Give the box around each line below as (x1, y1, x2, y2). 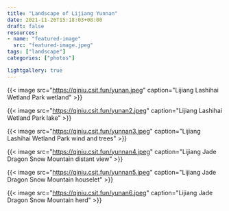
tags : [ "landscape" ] (7, 49, 67, 55)
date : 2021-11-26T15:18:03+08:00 (7, 16, 103, 23)
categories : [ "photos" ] (7, 55, 75, 62)
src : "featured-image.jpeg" (13, 42, 94, 49)
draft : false (7, 23, 45, 29)
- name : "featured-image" (7, 36, 81, 42)
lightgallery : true (7, 66, 63, 74)
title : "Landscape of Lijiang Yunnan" (7, 10, 118, 17)
